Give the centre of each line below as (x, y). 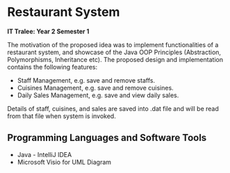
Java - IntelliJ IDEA (44, 154)
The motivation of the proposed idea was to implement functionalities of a (113, 44)
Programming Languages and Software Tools (107, 138)
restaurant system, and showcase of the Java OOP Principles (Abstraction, (114, 52)
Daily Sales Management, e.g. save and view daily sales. (98, 95)
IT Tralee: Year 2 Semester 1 (48, 31)
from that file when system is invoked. (61, 116)
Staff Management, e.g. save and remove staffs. (86, 80)
